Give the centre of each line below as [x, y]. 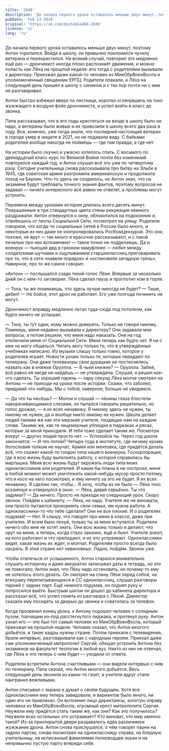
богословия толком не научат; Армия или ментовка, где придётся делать [84, 447]
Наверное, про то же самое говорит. [45, 264]
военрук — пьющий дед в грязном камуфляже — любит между [73, 248]
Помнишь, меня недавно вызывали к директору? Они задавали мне [78, 330]
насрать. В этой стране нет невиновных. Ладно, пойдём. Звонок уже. [80, 549]
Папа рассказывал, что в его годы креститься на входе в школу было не [83, 121]
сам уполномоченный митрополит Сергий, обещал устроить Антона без [83, 643]
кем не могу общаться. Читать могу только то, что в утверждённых [78, 346]
